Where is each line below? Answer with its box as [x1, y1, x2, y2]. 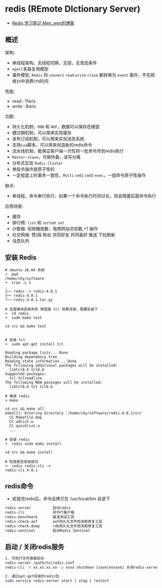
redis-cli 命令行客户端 [5, 510, 74, 515]
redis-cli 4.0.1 [5, 467, 38, 472]
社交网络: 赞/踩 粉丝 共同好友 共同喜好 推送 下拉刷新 [12, 232, 116, 238]
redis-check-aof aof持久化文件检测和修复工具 [5, 519, 103, 524]
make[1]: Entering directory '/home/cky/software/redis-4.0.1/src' [5, 411, 144, 415]
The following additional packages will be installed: [5, 363, 118, 368]
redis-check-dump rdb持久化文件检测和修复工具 [5, 523, 103, 528]
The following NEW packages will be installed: [5, 380, 103, 385]
